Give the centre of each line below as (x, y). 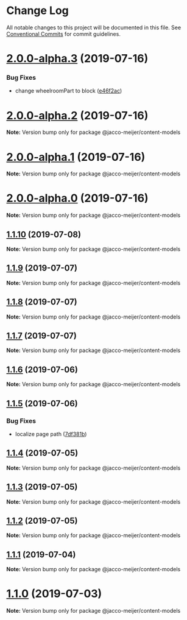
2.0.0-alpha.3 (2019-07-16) (77, 59)
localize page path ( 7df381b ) (51, 434)
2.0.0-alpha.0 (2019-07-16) (77, 198)
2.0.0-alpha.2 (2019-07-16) (77, 115)
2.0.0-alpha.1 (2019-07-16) (76, 157)
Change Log (37, 11)
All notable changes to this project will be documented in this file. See (94, 27)
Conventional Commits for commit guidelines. (63, 33)
